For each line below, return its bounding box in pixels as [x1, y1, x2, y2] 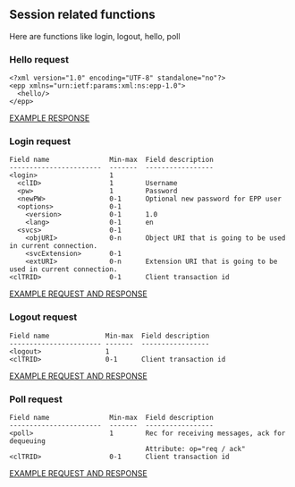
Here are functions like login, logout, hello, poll [9, 30, 181, 41]
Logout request [9, 311, 78, 323]
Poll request [9, 393, 63, 406]
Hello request [9, 53, 70, 65]
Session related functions [9, 7, 156, 22]
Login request [9, 135, 72, 148]
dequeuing [9, 437, 46, 446]
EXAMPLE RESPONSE [9, 113, 90, 124]
